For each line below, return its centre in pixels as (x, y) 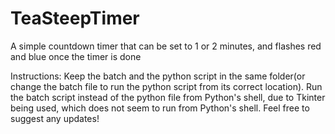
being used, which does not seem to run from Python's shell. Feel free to (160, 108)
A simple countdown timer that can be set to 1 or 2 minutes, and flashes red (166, 46)
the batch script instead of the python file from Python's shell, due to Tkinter (168, 97)
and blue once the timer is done (76, 56)
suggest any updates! (55, 118)
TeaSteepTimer (75, 18)
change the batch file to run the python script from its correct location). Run (166, 86)
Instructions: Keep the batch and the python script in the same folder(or (158, 76)
